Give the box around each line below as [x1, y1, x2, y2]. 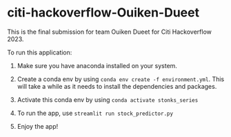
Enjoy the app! [17, 122, 59, 130]
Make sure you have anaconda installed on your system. [17, 61, 178, 70]
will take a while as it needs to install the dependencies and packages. [17, 82, 217, 90]
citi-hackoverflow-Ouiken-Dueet [7, 5, 200, 21]
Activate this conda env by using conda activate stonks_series [17, 95, 199, 104]
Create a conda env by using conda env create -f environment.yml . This [17, 74, 225, 83]
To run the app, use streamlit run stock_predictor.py [17, 109, 174, 117]
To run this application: [7, 48, 72, 56]
